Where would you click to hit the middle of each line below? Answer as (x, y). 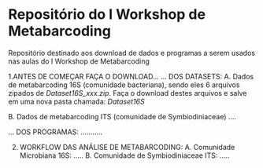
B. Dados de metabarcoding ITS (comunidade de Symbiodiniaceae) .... (122, 116)
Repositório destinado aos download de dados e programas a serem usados (132, 53)
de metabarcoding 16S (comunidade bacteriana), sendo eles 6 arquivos (124, 85)
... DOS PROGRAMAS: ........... (56, 132)
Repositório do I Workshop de (107, 15)
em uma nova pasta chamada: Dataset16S (76, 101)
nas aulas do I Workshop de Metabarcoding (79, 61)
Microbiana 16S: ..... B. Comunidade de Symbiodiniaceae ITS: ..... (124, 155)
